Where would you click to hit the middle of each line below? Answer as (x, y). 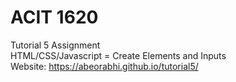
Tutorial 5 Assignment (55, 45)
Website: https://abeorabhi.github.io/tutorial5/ (104, 66)
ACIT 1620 (54, 17)
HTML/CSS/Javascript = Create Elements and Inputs (118, 55)
